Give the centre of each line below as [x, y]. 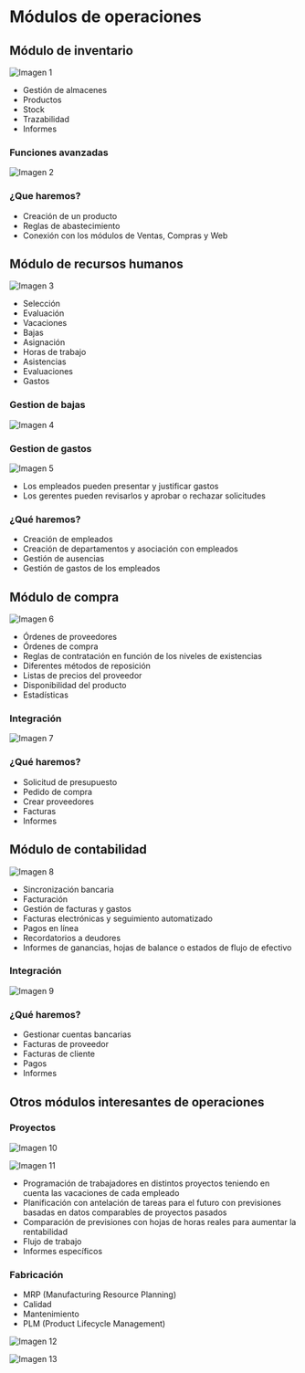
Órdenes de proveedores [69, 637]
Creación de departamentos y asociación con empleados [131, 549]
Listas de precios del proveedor [82, 676]
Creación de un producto [70, 215]
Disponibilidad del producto [74, 686]
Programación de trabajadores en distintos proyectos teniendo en [146, 1183]
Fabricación [37, 1274]
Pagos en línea [51, 928]
